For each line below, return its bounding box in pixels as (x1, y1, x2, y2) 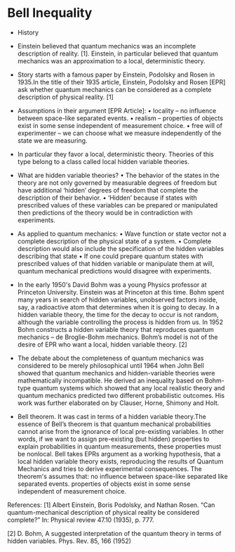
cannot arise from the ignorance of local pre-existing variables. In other (17, 427, 224, 435)
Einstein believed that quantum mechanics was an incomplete (17, 41, 196, 50)
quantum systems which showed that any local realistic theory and (32, 383, 225, 392)
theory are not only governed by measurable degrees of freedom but (17, 178, 217, 187)
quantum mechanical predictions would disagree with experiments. (17, 267, 212, 275)
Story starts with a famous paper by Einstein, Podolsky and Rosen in (17, 70, 215, 79)
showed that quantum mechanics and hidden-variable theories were (17, 368, 215, 377)
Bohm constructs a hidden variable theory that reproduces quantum (17, 325, 214, 333)
